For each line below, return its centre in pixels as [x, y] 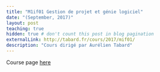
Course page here [28, 62]
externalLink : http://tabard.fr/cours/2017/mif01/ [71, 40]
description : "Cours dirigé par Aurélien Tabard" [70, 46]
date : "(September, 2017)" [40, 17]
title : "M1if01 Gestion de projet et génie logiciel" [75, 12]
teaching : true [25, 28]
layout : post [22, 23]
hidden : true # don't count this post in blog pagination [80, 34]
